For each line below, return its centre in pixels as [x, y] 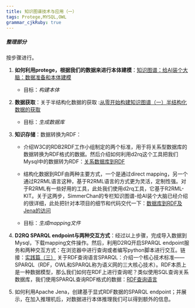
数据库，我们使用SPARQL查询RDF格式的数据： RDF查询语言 [86, 279]
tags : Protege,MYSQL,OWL [36, 17]
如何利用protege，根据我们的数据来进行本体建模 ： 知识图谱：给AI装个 [99, 70]
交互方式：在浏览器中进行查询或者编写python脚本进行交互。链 [110, 250]
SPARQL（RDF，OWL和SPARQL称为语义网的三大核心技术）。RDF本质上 [100, 265]
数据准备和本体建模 [48, 77]
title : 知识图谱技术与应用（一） [42, 11]
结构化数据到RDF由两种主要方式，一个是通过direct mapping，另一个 [106, 174]
